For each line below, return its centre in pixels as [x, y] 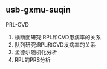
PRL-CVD [18, 24]
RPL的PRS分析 [32, 59]
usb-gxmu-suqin [38, 10]
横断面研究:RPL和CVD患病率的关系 [57, 37]
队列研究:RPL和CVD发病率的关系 [55, 44]
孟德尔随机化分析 [36, 52]
